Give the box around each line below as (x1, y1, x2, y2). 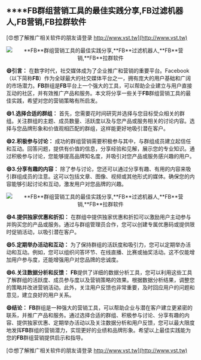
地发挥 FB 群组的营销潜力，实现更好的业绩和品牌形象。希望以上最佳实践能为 (6, 326, 191, 334)
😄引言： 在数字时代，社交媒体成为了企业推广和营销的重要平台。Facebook (6, 67, 190, 74)
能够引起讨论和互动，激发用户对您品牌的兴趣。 (11, 180, 127, 187)
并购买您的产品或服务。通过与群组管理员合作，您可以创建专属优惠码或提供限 (6, 221, 195, 228)
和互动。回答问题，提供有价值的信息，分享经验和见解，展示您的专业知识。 (6, 145, 190, 152)
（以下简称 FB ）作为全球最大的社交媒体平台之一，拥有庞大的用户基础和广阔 (6, 74, 191, 82)
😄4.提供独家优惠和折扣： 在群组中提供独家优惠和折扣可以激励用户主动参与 (6, 213, 191, 220)
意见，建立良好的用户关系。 (6, 291, 75, 298)
